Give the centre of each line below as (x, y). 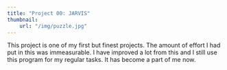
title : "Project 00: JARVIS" (49, 13)
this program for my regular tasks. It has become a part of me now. (101, 60)
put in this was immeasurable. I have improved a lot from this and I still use (112, 52)
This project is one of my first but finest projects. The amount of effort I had (114, 46)
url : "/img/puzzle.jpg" (53, 26)
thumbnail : (23, 20)
